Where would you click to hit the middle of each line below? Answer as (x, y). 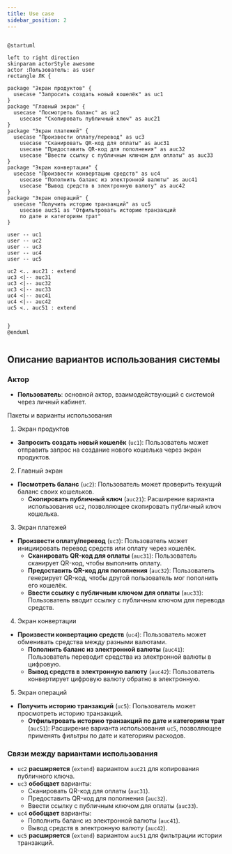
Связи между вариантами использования (83, 754)
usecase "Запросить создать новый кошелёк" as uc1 (88, 94)
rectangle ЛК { (29, 76)
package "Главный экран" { (46, 106)
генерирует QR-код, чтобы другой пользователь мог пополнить (123, 578)
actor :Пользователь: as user (51, 70)
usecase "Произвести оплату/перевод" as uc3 (79, 137)
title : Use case (31, 14)
